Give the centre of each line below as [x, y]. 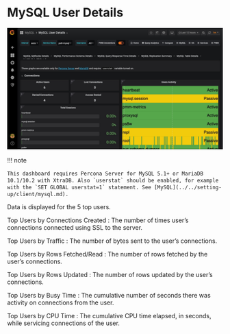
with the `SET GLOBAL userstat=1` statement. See [79, 188]
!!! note [17, 160]
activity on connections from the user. [61, 302]
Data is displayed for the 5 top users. [59, 207]
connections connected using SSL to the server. [75, 228]
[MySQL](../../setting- [188, 188]
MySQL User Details [65, 13]
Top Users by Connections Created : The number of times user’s [98, 220]
